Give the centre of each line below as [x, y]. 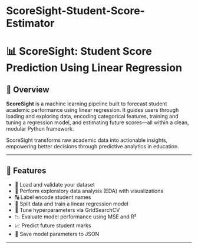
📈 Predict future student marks [53, 225]
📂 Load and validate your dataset [55, 185]
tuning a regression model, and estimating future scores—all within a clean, [98, 122]
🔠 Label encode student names [53, 197]
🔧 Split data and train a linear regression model [71, 204]
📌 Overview [28, 89]
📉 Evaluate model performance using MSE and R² [75, 217]
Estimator [30, 23]
